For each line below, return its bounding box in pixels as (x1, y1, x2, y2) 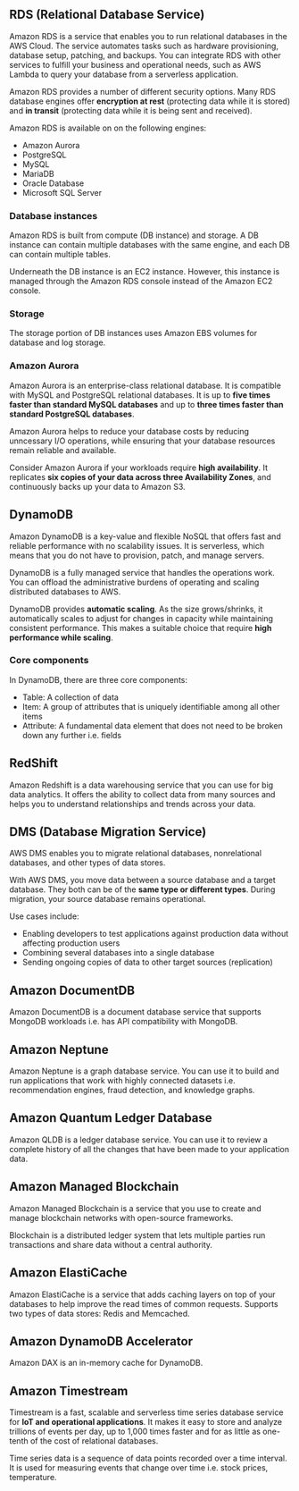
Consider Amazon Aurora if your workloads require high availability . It (9, 462, 268, 473)
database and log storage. (9, 337, 106, 348)
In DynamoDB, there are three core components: (9, 674, 188, 685)
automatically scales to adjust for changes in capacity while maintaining (9, 612, 274, 624)
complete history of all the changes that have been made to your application (9, 1143, 290, 1154)
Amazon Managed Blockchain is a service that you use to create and (9, 1202, 262, 1214)
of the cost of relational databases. (29, 1436, 159, 1446)
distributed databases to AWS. (9, 585, 121, 597)
